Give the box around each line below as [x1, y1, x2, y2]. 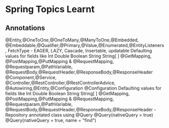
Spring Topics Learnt [5, 4, 95, 15]
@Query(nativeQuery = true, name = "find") [5, 117, 97, 123]
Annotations [5, 24, 45, 32]
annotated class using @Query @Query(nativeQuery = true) [28, 112, 153, 118]
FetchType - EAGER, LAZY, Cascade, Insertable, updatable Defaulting [7, 48, 152, 53]
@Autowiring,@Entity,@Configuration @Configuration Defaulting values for [5, 85, 161, 91]
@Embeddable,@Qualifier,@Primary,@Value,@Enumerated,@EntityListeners [5, 42, 164, 48]
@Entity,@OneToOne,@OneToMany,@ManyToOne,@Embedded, [5, 37, 139, 43]
